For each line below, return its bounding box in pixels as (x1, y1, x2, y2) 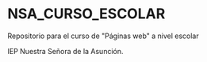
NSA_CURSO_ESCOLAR (7, 5, 166, 23)
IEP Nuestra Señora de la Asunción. (7, 46, 124, 56)
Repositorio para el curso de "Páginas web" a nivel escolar (7, 31, 199, 41)
